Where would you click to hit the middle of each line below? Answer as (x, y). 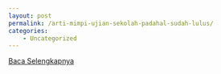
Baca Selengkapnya (41, 61)
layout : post (30, 16)
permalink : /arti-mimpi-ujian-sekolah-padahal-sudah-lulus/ (111, 23)
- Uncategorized (50, 38)
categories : (28, 31)
